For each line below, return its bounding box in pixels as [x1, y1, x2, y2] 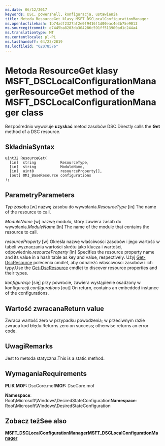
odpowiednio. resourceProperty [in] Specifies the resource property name [5, 249, 155, 255]
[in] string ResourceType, [9, 160, 90, 165]
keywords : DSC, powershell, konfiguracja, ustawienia [5, 12, 118, 17]
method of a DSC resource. [5, 129, 61, 135]
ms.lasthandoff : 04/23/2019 [5, 39, 63, 44]
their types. [5, 270, 29, 276]
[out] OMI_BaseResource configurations [9, 173, 92, 178]
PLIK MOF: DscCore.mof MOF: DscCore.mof [5, 382, 95, 388]
